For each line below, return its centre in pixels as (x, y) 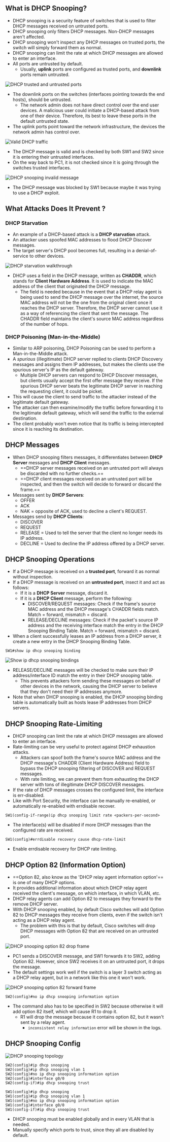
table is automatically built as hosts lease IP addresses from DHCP (82, 703)
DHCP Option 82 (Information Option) (65, 865)
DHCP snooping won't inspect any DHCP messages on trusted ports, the (89, 42)
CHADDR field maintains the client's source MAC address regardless (92, 319)
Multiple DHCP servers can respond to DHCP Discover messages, (89, 375)
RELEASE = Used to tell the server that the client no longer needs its (91, 533)
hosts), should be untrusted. (42, 99)
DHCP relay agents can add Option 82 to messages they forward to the (87, 899)
